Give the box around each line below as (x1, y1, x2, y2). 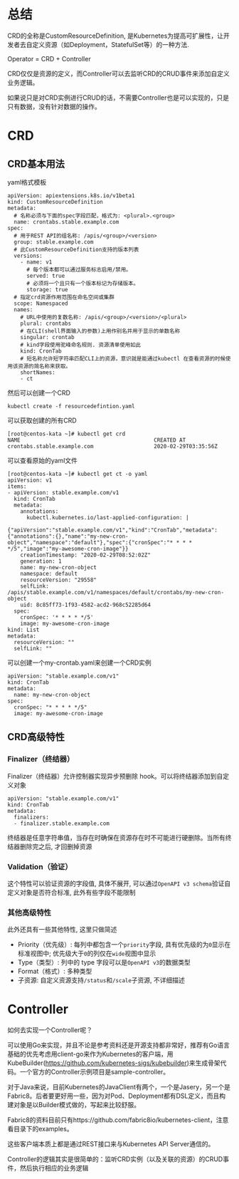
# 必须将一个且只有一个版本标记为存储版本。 (26, 279, 139, 287)
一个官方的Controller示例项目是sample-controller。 (19, 1068, 170, 1076)
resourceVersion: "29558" (20, 576, 97, 583)
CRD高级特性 (7, 731, 65, 743)
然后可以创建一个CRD (7, 388, 71, 397)
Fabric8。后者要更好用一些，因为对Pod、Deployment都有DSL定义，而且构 (7, 1091, 226, 1101)
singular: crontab (20, 333, 75, 341)
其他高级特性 (7, 908, 52, 918)
